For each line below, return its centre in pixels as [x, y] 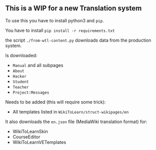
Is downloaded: [21, 55]
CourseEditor [26, 137]
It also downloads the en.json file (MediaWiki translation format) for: [76, 122]
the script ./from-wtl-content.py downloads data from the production [78, 40]
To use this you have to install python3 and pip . [55, 20]
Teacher [21, 87]
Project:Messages [31, 92]
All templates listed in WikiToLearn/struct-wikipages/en [71, 111]
